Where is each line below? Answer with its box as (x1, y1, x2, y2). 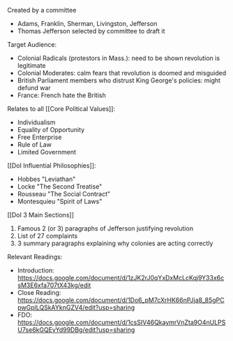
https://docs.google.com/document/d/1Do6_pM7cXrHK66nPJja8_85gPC (17, 296, 225, 304)
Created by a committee (7, 6, 77, 14)
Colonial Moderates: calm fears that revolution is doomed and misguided (17, 69, 227, 77)
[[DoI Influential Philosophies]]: (7, 161, 96, 170)
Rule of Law (17, 140, 52, 149)
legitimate (17, 61, 47, 69)
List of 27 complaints (17, 232, 78, 240)
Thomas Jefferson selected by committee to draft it (17, 27, 165, 35)
